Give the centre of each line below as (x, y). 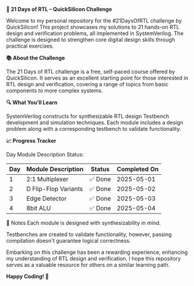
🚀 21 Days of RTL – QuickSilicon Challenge (59, 9)
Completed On (138, 169)
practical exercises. (30, 46)
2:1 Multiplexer (48, 179)
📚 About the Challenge (36, 58)
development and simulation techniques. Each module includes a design (95, 122)
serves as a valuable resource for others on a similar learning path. (88, 265)
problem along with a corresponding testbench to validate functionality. (94, 129)
